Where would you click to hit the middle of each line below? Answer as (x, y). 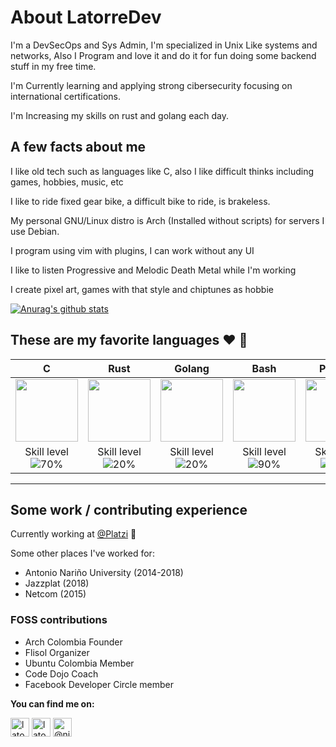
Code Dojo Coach (61, 673)
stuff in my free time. (53, 66)
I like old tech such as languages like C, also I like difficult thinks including (162, 171)
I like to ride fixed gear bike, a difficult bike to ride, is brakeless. (140, 201)
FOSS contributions (59, 620)
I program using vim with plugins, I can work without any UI (132, 250)
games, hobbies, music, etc (67, 182)
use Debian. (35, 231)
